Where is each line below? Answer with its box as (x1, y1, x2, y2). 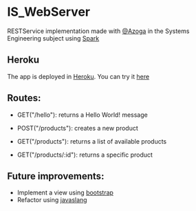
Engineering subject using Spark (7, 34, 100, 42)
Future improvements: (7, 170, 105, 182)
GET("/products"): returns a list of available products (17, 137, 167, 145)
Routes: (7, 92, 41, 104)
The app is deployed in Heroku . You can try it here (7, 72, 150, 80)
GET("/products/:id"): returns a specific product (17, 151, 153, 159)
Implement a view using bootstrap (17, 188, 113, 197)
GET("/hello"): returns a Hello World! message (17, 111, 148, 119)
